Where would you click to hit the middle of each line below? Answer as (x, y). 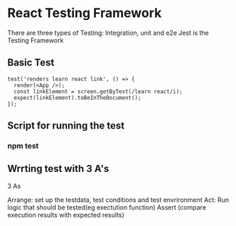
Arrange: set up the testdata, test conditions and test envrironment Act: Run (118, 200)
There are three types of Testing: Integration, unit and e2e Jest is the (108, 33)
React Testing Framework (85, 13)
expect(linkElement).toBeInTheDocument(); (77, 97)
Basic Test (31, 63)
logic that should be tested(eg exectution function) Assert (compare (107, 207)
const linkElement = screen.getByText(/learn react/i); (98, 91)
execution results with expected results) (66, 215)
